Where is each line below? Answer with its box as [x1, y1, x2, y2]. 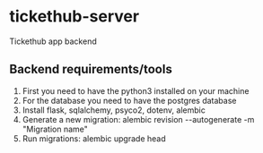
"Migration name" [22, 123, 88, 134]
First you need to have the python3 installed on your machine [22, 85, 250, 96]
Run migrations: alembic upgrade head [22, 132, 166, 144]
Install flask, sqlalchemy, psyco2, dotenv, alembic [22, 105, 206, 115]
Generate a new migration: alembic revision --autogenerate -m [22, 114, 255, 124]
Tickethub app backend [9, 36, 97, 47]
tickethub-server [9, 6, 140, 27]
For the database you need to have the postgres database [22, 95, 237, 106]
